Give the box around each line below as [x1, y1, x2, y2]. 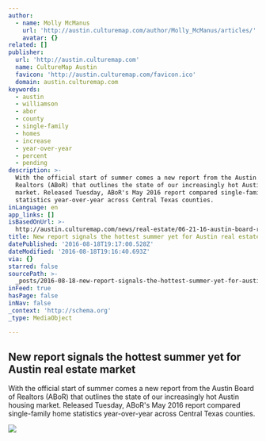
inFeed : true [8, 285, 51, 293]
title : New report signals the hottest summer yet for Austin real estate [8, 233, 260, 241]
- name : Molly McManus [15, 19, 90, 27]
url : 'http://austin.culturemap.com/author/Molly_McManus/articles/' [22, 26, 257, 34]
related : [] [8, 41, 47, 49]
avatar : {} [22, 33, 59, 42]
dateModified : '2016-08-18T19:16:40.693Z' [8, 247, 150, 255]
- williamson [15, 100, 59, 108]
